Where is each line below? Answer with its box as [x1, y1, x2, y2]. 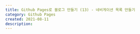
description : [5, 21, 33, 26]
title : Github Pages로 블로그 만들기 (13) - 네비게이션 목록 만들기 [5, 7, 135, 12]
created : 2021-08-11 [5, 16, 49, 21]
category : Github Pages [5, 12, 56, 17]
